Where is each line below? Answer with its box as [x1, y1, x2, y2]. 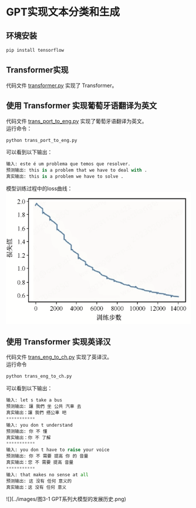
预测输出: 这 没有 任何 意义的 [6, 478, 72, 484]
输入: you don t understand [6, 422, 73, 428]
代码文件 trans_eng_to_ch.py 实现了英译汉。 [6, 354, 113, 361]
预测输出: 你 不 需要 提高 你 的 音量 [6, 453, 89, 459]
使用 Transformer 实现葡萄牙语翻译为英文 [6, 101, 157, 111]
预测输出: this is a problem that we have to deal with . [6, 167, 148, 174]
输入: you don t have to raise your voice [6, 447, 110, 453]
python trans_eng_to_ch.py [6, 373, 72, 380]
